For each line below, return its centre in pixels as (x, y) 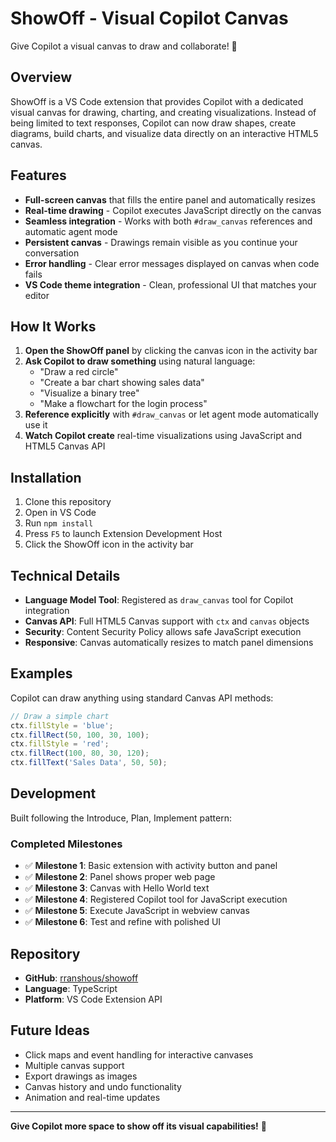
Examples (41, 673)
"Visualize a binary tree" (89, 393)
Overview (41, 77)
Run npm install (59, 523)
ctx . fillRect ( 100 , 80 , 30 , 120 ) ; (80, 753)
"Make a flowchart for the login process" (123, 404)
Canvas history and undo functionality (103, 1086)
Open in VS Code (60, 513)
